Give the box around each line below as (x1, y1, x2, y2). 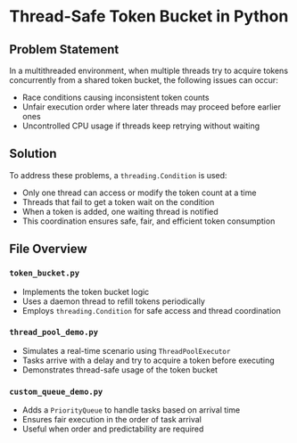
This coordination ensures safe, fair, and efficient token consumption (21, 216, 276, 226)
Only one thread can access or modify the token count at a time (21, 187, 257, 198)
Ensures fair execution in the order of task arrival (21, 414, 202, 425)
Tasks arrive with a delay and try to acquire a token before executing (21, 355, 275, 365)
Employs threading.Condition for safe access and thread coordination (21, 305, 281, 316)
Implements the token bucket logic (21, 286, 150, 297)
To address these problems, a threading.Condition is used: (9, 169, 227, 180)
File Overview (9, 242, 87, 257)
